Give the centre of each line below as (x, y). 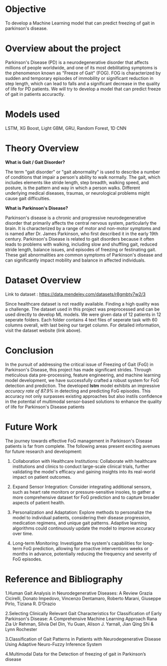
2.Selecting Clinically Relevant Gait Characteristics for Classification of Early (83, 613)
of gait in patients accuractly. (35, 94)
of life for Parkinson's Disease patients (45, 407)
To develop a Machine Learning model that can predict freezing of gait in (80, 23)
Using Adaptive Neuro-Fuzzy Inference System (54, 644)
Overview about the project (63, 49)
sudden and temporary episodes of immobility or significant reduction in (79, 78)
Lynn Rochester (21, 629)
